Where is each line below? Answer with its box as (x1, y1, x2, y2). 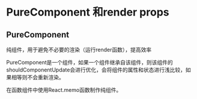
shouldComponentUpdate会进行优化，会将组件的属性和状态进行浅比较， (6, 66, 186, 73)
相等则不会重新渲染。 (11, 74, 64, 81)
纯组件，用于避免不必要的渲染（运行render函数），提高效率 (6, 46, 152, 53)
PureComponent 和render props (6, 5, 169, 19)
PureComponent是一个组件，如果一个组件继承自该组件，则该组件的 (6, 59, 173, 66)
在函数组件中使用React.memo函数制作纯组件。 (6, 86, 122, 93)
